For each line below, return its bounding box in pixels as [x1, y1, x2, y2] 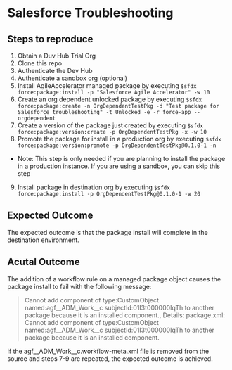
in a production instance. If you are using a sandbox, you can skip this [17, 162, 220, 170]
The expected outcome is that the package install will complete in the [7, 228, 209, 236]
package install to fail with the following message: [7, 282, 152, 291]
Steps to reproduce [7, 33, 94, 45]
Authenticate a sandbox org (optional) [17, 74, 128, 82]
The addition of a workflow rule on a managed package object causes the [7, 274, 221, 283]
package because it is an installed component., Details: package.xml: [24, 311, 225, 319]
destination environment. [7, 236, 79, 244]
